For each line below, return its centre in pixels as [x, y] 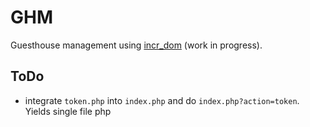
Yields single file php [68, 111]
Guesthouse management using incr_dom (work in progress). [136, 45]
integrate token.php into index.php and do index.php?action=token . [162, 100]
